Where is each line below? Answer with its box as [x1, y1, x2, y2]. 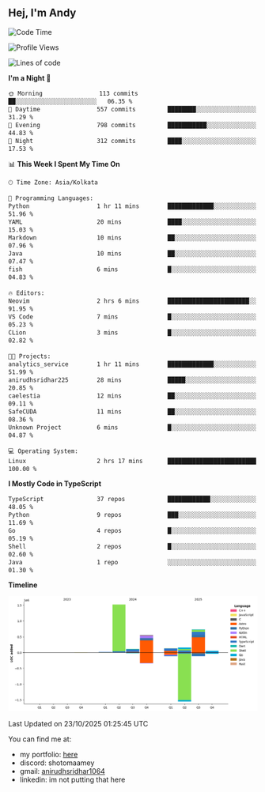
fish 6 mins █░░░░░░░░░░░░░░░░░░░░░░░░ [8, 265, 257, 273]
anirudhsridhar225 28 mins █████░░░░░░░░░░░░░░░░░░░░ [8, 375, 257, 384]
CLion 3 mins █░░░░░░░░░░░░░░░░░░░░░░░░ [8, 328, 257, 337]
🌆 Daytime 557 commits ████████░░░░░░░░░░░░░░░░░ [8, 105, 257, 113]
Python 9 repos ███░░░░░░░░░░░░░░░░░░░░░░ [8, 511, 257, 519]
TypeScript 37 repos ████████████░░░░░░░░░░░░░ [8, 495, 257, 503]
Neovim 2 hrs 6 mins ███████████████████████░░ [8, 296, 257, 305]
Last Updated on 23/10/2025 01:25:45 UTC [8, 718, 149, 728]
